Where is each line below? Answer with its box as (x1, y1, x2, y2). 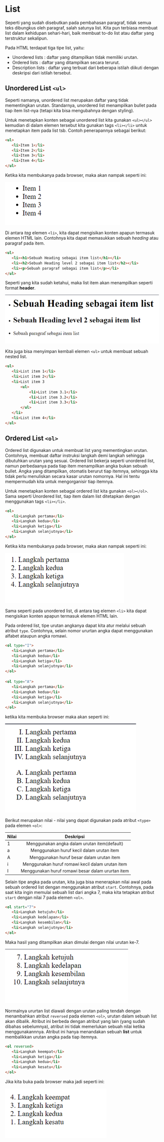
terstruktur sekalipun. (5, 35, 48, 41)
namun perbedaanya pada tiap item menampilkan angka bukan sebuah (5, 463, 148, 469)
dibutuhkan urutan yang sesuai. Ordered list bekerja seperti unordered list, (5, 457, 155, 464)
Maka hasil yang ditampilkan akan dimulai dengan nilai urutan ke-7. (5, 939, 140, 945)
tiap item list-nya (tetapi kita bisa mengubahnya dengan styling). (5, 107, 134, 113)
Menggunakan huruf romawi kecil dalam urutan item (22, 861, 127, 867)
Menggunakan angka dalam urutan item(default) (26, 841, 123, 846)
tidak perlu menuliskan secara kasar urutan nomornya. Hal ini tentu (5, 473, 140, 479)
